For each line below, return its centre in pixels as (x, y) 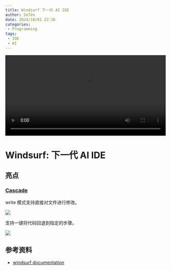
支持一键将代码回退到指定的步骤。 (41, 222)
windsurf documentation (38, 263)
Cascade (17, 191)
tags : (11, 34)
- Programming (22, 29)
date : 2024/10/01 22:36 (31, 19)
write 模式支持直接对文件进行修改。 (42, 202)
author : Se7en (20, 15)
